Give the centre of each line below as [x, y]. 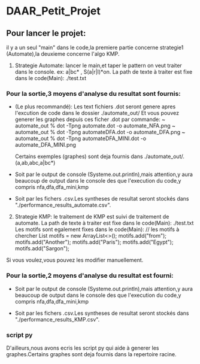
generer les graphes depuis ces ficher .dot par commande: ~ [90, 119]
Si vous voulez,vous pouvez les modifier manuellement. [75, 260]
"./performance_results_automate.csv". [63, 205]
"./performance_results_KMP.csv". [57, 319]
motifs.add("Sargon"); [42, 248]
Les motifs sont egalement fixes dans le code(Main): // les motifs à [97, 229]
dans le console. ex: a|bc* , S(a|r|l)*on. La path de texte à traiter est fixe [104, 72]
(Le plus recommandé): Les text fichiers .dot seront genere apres [95, 107]
